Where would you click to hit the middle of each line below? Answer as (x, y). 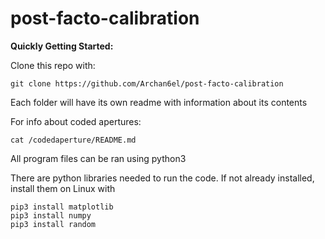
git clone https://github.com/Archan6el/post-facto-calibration (147, 83)
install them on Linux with (63, 188)
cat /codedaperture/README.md (73, 140)
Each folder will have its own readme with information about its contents (159, 102)
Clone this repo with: (53, 65)
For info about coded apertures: (76, 121)
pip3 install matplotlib (62, 207)
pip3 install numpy (51, 215)
